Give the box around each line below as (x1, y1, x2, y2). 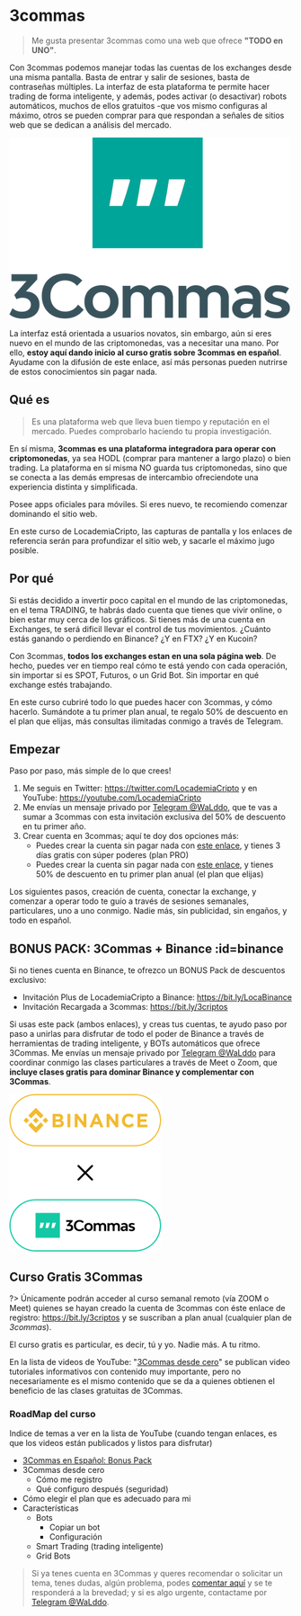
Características (22, 1503, 79, 1513)
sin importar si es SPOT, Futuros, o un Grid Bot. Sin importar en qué (9, 669, 259, 680)
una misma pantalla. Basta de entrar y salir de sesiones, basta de (9, 71, 250, 82)
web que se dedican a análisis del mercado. (9, 119, 173, 130)
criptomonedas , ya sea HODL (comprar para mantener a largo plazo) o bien (9, 452, 291, 463)
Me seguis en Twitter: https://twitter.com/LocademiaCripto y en (22, 783, 258, 794)
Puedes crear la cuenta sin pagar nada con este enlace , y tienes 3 (35, 840, 281, 851)
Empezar (9, 741, 61, 756)
